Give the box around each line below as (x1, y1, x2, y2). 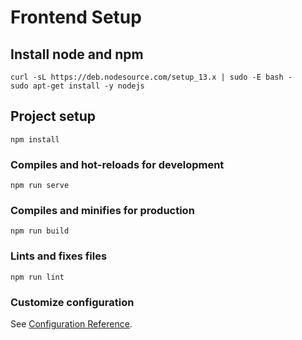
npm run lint (10, 272, 65, 282)
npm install (10, 134, 60, 145)
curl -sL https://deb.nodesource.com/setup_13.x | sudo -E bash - (10, 72, 293, 82)
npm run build (10, 226, 70, 236)
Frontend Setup (10, 6, 142, 29)
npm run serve (10, 181, 70, 191)
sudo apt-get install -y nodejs (10, 81, 145, 91)
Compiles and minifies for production (10, 204, 195, 218)
